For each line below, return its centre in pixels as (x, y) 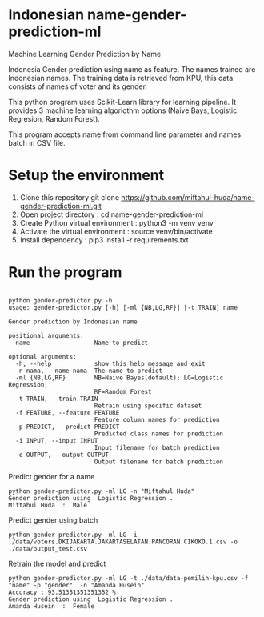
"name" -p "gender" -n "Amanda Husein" (77, 585)
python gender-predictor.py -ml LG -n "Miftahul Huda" (102, 491)
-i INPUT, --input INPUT (57, 441)
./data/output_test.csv (48, 549)
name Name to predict (82, 343)
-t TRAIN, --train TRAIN (57, 399)
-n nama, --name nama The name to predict (89, 371)
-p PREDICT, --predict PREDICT (68, 427)
